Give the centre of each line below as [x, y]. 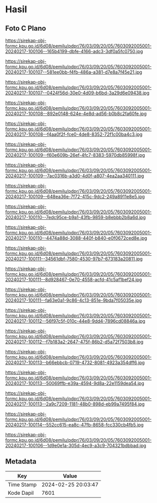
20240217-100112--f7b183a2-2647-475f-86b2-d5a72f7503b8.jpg [74, 342]
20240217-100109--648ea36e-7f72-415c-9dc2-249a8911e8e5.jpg [75, 197]
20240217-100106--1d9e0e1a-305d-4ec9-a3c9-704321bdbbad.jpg [76, 446]
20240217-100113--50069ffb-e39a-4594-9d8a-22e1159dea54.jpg [75, 383]
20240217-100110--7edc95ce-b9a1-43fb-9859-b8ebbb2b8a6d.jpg [75, 217]
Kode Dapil [21, 493]
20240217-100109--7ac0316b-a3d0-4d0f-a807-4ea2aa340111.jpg [75, 176]
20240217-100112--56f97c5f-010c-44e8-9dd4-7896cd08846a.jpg [75, 321]
